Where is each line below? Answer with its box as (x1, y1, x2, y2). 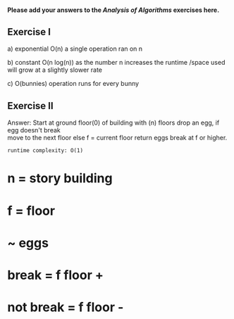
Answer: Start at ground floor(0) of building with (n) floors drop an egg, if (7, 118, 220, 127)
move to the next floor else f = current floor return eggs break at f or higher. (7, 134, 228, 142)
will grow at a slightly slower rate (7, 65, 103, 74)
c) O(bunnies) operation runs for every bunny (7, 80, 140, 88)
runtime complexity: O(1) (7, 147, 83, 154)
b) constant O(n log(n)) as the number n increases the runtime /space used (7, 58, 226, 67)
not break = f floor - (7, 299, 124, 315)
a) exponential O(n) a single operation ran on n (7, 44, 143, 53)
